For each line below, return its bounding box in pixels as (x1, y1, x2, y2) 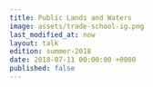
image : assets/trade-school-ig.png (9, 22, 145, 31)
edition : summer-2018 (9, 47, 92, 56)
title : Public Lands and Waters (9, 13, 132, 23)
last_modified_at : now (9, 30, 96, 39)
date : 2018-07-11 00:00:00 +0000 (9, 55, 137, 64)
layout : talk (9, 38, 59, 48)
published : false (9, 64, 76, 73)
